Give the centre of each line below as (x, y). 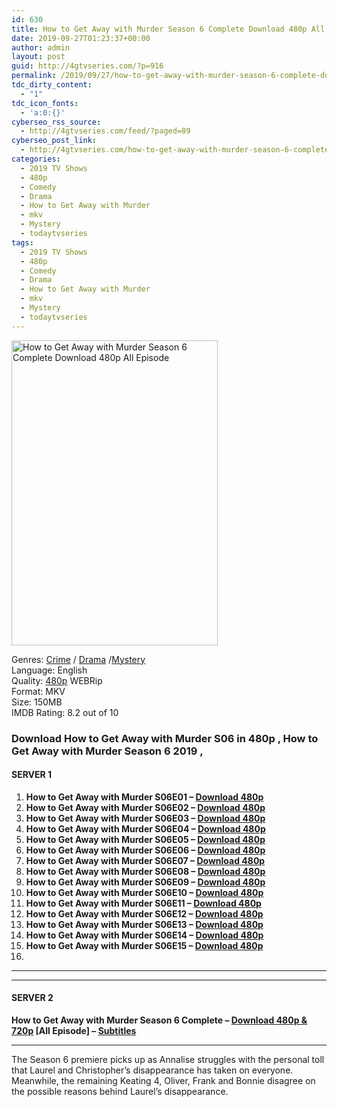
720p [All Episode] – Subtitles (74, 1030)
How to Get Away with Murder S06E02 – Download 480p (145, 807)
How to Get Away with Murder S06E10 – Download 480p (144, 892)
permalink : (34, 76)
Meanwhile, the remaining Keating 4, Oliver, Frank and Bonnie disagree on (163, 1080)
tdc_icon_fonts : (45, 103)
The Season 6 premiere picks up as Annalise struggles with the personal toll (168, 1059)
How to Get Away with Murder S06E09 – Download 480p (145, 882)
